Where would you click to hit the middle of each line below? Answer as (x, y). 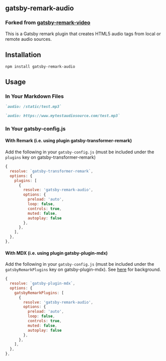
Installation (23, 55)
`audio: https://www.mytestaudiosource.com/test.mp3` (63, 116)
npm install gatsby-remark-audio (40, 67)
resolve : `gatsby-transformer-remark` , (52, 171)
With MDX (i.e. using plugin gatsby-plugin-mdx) (57, 253)
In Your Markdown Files (34, 96)
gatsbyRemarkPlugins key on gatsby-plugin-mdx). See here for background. (83, 270)
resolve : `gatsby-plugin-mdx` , (43, 284)
